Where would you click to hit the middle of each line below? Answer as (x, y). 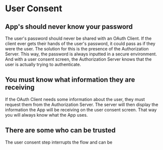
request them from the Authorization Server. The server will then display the (82, 104)
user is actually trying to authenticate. (43, 64)
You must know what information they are (70, 80)
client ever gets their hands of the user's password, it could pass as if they (80, 44)
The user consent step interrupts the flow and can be (59, 142)
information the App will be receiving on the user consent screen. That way (81, 110)
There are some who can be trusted (60, 130)
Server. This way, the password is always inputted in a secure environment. (81, 54)
